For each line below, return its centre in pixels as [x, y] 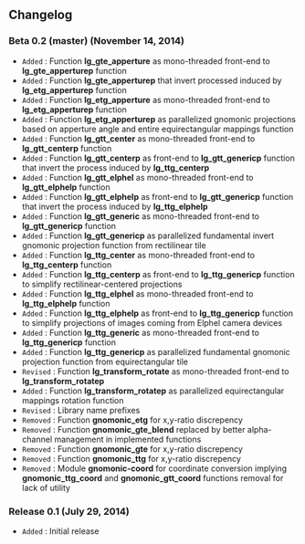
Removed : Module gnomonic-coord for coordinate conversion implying [154, 468]
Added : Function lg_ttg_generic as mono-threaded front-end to [140, 332]
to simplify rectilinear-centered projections [102, 284]
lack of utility [46, 487]
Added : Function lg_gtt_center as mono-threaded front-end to [138, 138]
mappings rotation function [73, 400]
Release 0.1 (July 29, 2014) [69, 511]
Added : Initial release [60, 531]
